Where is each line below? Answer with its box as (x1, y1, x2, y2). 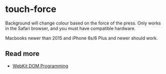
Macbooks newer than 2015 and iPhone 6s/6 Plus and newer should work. (5, 35, 158, 41)
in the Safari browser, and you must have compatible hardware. (5, 25, 136, 31)
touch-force (5, 3, 56, 15)
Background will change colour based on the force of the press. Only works (5, 20, 161, 26)
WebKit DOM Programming (12, 62, 68, 68)
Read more (5, 49, 40, 58)
